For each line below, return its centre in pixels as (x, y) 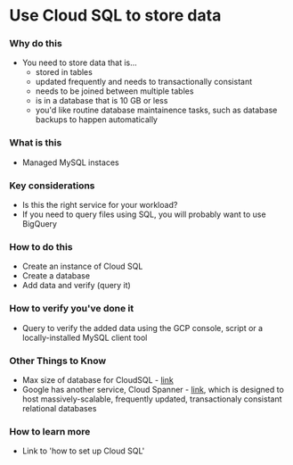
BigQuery (40, 224)
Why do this (36, 44)
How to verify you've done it (72, 309)
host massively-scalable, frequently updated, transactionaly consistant (152, 399)
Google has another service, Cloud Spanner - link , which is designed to (153, 389)
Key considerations (52, 186)
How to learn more (50, 431)
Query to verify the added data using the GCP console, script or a (142, 328)
